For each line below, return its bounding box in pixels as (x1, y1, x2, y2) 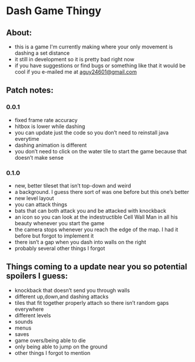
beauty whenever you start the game (14, 219, 105, 226)
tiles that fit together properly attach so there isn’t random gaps (14, 299, 169, 306)
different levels (14, 311, 51, 319)
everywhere (14, 305, 44, 312)
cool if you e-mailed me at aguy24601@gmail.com (14, 68, 137, 75)
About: (6, 28, 32, 38)
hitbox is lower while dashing (14, 123, 85, 130)
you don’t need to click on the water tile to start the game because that (14, 147, 187, 154)
